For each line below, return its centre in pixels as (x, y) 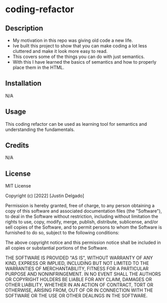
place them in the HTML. (38, 67)
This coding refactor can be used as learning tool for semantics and (76, 124)
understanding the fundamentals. (40, 129)
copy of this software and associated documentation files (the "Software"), (84, 211)
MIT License (18, 186)
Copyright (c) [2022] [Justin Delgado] (45, 196)
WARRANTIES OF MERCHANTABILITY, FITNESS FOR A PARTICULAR (77, 269)
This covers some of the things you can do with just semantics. (79, 57)
